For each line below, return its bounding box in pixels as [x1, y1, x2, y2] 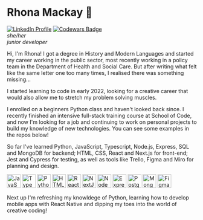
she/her [7, 31, 27, 39]
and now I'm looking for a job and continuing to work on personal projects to [7, 118, 197, 126]
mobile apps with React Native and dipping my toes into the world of [7, 200, 177, 207]
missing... [7, 76, 31, 83]
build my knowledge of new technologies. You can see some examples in [7, 125, 190, 132]
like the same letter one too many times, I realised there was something [7, 69, 184, 76]
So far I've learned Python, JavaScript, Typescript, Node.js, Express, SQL [7, 143, 190, 150]
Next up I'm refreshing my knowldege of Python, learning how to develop [7, 193, 190, 201]
